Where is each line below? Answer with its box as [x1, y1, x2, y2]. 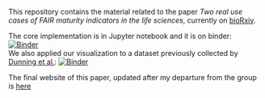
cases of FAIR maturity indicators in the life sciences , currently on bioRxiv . [8, 15, 256, 25]
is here [8, 81, 32, 91]
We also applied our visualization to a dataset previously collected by [8, 49, 238, 58]
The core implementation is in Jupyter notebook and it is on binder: [8, 32, 232, 40]
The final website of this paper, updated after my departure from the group [8, 73, 257, 82]
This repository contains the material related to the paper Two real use [8, 7, 243, 16]
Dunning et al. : [8, 57, 57, 66]
